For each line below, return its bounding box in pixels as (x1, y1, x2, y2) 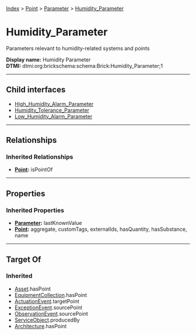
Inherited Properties (6, 206, 64, 214)
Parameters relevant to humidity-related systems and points (6, 45, 150, 52)
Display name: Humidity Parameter (6, 56, 91, 63)
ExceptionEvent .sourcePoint (14, 304, 83, 311)
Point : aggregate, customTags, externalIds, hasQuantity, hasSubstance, (14, 225, 187, 233)
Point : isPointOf (14, 166, 53, 173)
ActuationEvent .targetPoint (14, 298, 80, 305)
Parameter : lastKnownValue (14, 220, 82, 227)
